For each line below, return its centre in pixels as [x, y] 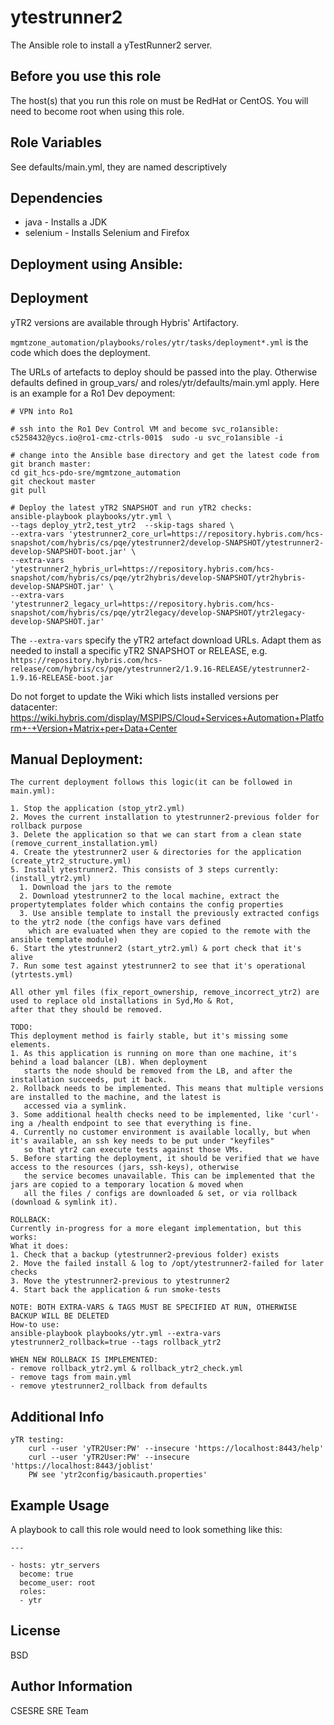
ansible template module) [64, 940]
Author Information [71, 1686]
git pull [28, 490]
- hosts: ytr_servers [55, 1566]
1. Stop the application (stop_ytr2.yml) [98, 809]
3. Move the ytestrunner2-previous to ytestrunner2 [120, 1281]
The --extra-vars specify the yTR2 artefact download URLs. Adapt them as [166, 640]
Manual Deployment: [76, 759]
